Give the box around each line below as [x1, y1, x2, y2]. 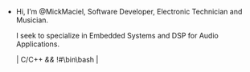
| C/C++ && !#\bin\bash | [15, 55, 99, 64]
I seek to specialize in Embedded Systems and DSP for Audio [15, 31, 219, 40]
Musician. [15, 15, 49, 25]
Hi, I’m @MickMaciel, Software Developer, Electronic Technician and [15, 7, 243, 16]
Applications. [15, 39, 60, 49]
